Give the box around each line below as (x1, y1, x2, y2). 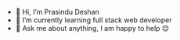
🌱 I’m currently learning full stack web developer (15, 15, 172, 25)
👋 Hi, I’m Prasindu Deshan (15, 8, 99, 16)
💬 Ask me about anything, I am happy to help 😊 (15, 24, 170, 32)
